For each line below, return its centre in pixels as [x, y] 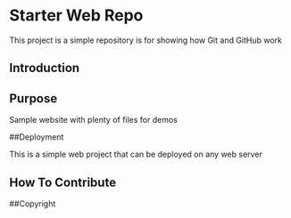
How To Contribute [63, 182]
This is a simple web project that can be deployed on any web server [136, 154]
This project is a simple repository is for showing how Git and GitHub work [146, 40]
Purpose [33, 98]
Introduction [45, 68]
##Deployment [37, 137]
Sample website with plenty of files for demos [94, 120]
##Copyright [33, 203]
